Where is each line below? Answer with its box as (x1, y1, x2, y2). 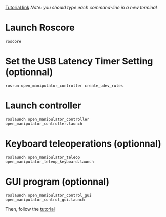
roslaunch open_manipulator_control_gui (5, 193, 92, 198)
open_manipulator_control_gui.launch (5, 197, 85, 202)
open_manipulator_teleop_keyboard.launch (5, 159, 94, 164)
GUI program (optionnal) (5, 176, 110, 187)
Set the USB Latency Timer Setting (5, 56, 153, 67)
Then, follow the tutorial (5, 206, 55, 212)
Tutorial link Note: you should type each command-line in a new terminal (5, 5, 157, 10)
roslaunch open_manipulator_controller (5, 117, 90, 122)
